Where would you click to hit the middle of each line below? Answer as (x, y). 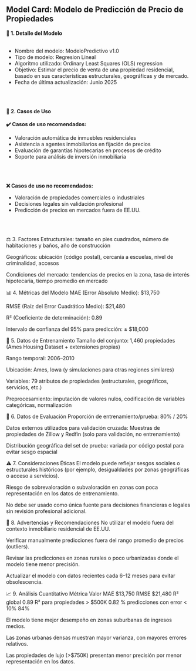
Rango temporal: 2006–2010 (40, 358)
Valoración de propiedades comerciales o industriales (80, 198)
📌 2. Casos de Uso (29, 111)
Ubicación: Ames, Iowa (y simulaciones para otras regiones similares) (90, 369)
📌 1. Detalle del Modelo (34, 33)
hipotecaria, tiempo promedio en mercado (57, 281)
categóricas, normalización (39, 405)
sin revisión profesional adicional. (46, 511)
